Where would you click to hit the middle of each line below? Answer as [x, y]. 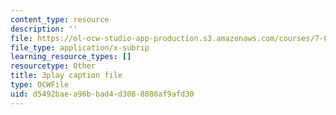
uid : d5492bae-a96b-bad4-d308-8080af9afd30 [102, 94]
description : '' [44, 29]
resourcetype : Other [53, 66]
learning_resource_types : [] [71, 57]
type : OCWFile [40, 85]
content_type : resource [60, 19]
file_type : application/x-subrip [80, 47]
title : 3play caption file [66, 76]
